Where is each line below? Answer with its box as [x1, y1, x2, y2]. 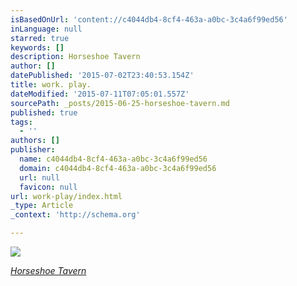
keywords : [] [10, 42, 65, 53]
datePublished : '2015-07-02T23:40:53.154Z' [10, 71, 195, 81]
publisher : [10, 145, 56, 155]
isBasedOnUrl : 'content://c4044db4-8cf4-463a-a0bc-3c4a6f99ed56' [10, 14, 288, 25]
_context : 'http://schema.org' [10, 210, 141, 220]
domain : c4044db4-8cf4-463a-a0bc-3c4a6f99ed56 [19, 163, 217, 173]
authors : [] [10, 136, 60, 146]
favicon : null [19, 182, 78, 192]
